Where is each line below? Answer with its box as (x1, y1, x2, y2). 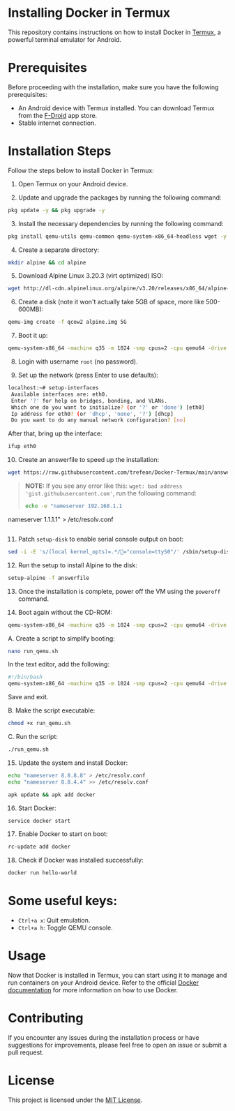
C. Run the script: (8, 733, 59, 741)
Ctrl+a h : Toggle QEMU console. (17, 923, 114, 932)
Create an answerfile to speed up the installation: (17, 456, 160, 464)
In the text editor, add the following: (8, 660, 110, 669)
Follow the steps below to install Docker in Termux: (8, 166, 154, 174)
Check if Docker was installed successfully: (17, 856, 144, 865)
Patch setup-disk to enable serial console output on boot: (17, 535, 184, 543)
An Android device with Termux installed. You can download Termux (17, 103, 215, 112)
